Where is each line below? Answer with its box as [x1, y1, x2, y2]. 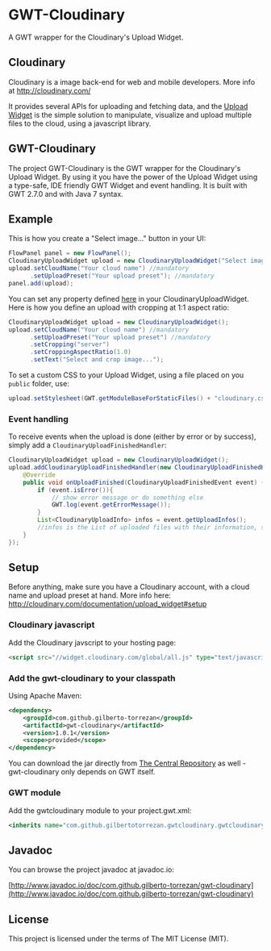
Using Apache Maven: [8, 690, 82, 700]
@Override [23, 470, 56, 479]
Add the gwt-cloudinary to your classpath [8, 672, 176, 683]
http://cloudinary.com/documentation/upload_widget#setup [8, 599, 207, 609]
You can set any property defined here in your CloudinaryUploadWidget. [8, 294, 250, 303]
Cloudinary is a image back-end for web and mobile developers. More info [8, 77, 256, 86]
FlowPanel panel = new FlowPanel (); [8, 249, 131, 257]
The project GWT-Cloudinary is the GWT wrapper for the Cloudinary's [8, 163, 241, 173]
